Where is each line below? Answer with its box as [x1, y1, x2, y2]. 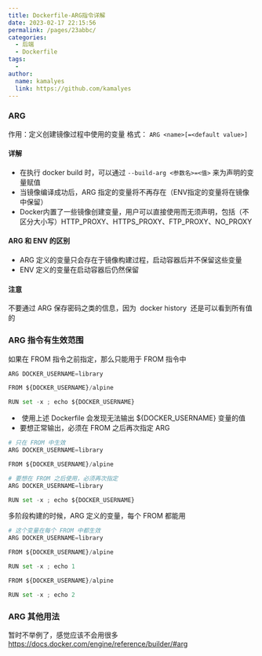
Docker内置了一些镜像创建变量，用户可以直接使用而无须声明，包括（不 [19, 207, 249, 216]
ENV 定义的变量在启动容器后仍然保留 [19, 265, 140, 275]
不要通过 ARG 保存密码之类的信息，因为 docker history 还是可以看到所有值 [8, 303, 253, 313]
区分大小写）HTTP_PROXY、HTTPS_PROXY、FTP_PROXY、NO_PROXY [19, 217, 253, 226]
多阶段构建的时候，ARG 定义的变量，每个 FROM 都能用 [8, 511, 186, 521]
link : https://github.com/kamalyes [15, 84, 132, 93]
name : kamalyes [15, 77, 65, 85]
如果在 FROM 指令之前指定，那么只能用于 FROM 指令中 [8, 354, 187, 364]
